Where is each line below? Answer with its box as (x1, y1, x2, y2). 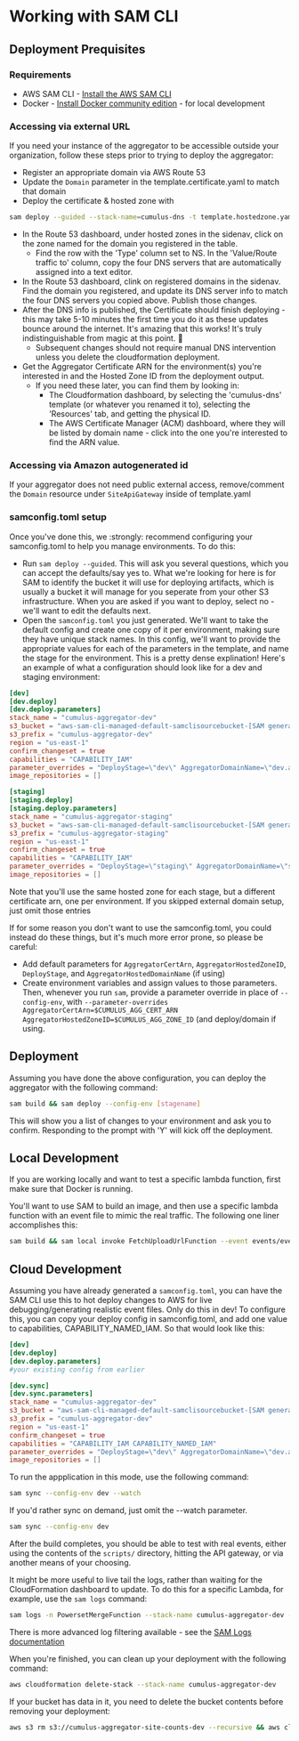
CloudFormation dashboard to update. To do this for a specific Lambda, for (9, 1584, 284, 1595)
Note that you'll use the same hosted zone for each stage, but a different (9, 886, 276, 896)
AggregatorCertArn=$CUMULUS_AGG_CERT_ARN (21, 1006, 178, 1015)
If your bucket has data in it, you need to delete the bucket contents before (9, 1696, 284, 1706)
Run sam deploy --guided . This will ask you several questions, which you (21, 558, 289, 569)
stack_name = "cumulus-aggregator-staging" (9, 812, 174, 821)
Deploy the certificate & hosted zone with (21, 196, 174, 206)
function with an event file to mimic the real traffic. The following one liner (9, 1211, 280, 1221)
